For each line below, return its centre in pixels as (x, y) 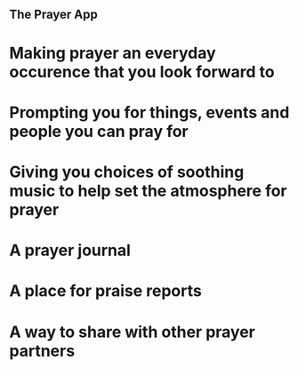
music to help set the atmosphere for (148, 191)
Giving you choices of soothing (127, 172)
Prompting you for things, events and (149, 112)
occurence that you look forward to (142, 72)
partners (42, 351)
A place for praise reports (105, 291)
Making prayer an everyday (113, 53)
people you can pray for (99, 131)
